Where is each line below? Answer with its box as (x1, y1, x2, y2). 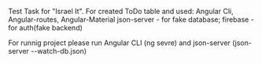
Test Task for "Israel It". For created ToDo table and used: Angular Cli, (8, 7, 234, 16)
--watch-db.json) (31, 47, 87, 55)
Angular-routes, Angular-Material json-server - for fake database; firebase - (8, 15, 254, 24)
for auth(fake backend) (8, 23, 83, 32)
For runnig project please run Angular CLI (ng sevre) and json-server (8, 38, 231, 47)
